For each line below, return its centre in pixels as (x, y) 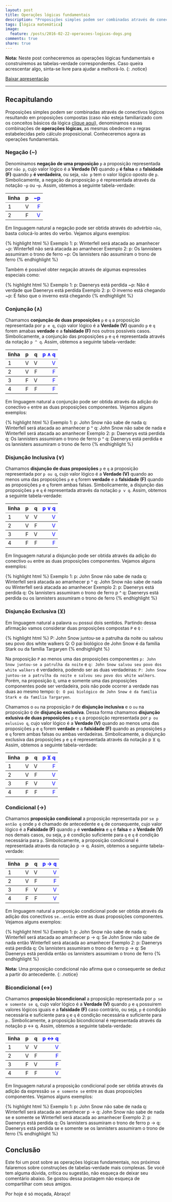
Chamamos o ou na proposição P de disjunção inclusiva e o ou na (75, 706)
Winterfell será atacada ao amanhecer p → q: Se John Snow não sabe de (82, 937)
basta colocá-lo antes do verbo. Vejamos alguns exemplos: (68, 233)
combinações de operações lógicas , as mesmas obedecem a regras (78, 128)
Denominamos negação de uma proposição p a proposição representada (83, 163)
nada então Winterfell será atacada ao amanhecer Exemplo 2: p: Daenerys (84, 943)
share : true (18, 44)
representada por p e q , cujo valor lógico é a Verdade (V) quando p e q (80, 326)
